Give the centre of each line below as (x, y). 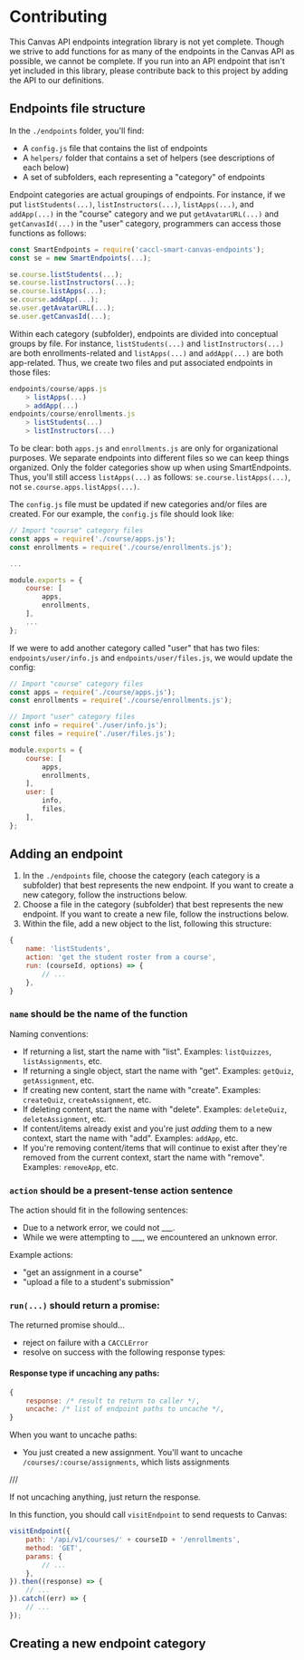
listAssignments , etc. (62, 1060)
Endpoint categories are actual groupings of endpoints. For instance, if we (147, 194)
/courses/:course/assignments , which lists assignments (126, 1462)
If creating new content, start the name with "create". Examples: (142, 1089)
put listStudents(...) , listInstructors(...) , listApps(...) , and (132, 204)
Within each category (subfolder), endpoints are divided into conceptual (144, 333)
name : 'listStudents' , (68, 949)
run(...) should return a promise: (85, 1306)
